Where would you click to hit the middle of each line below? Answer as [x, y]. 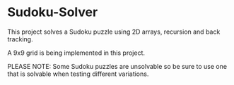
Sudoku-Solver [53, 12]
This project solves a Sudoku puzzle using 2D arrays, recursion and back [114, 32]
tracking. [20, 39]
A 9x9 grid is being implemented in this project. [76, 53]
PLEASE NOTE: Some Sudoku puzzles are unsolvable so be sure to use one [117, 66]
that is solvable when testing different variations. [78, 74]
